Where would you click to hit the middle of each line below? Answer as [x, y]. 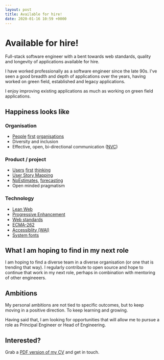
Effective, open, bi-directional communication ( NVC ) [65, 147]
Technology [20, 198]
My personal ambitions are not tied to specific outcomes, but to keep [75, 305]
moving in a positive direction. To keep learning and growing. [67, 310]
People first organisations [38, 136]
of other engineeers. [26, 278]
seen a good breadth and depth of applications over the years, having [75, 76]
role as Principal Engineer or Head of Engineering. [56, 325]
